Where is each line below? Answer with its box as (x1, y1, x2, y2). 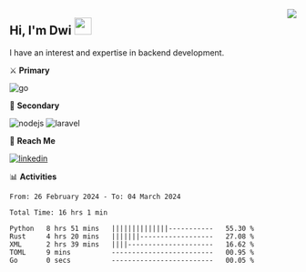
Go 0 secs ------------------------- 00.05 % (9, 256, 255, 265)
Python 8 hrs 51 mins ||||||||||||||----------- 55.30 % (9, 224, 255, 233)
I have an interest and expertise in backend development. (9, 46, 225, 58)
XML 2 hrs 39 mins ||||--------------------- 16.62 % (9, 239, 255, 249)
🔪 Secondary (9, 100, 60, 111)
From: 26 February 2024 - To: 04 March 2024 (9, 192, 181, 201)
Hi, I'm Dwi (9, 23, 72, 38)
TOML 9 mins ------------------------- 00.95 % (9, 247, 255, 257)
